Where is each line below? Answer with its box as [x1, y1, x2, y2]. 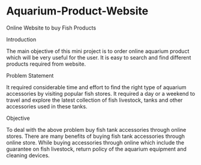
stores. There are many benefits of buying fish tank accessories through [6, 132, 185, 140]
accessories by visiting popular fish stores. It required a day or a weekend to [6, 90, 196, 97]
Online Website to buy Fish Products [6, 24, 97, 31]
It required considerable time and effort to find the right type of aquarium [6, 83, 187, 91]
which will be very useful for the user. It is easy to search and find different [6, 54, 191, 61]
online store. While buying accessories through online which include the [6, 139, 185, 146]
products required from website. [6, 60, 86, 67]
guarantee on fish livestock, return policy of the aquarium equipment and [6, 145, 187, 152]
